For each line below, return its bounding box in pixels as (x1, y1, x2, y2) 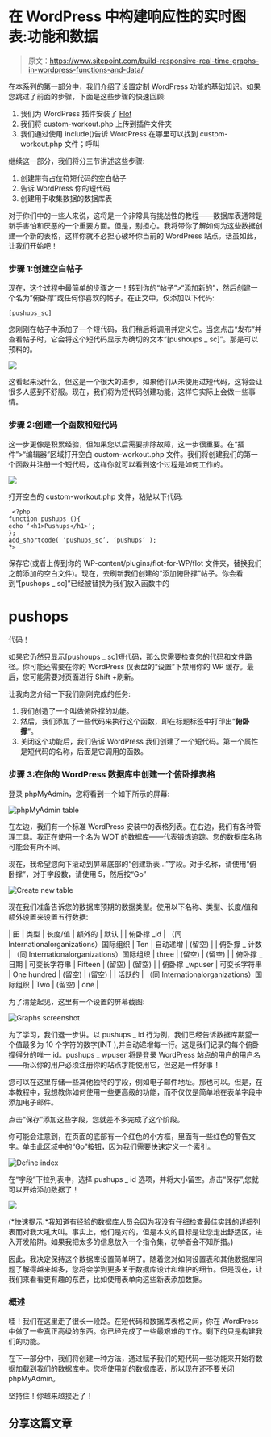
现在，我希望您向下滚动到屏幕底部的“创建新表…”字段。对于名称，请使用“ (8, 859, 250, 869)
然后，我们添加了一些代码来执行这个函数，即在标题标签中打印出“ (19, 716, 236, 727)
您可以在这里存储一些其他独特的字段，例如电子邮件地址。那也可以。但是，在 (8, 1077, 263, 1087)
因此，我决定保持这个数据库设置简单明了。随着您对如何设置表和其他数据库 (8, 1254, 256, 1263)
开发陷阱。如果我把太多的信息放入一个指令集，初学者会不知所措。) (15, 1237, 234, 1246)
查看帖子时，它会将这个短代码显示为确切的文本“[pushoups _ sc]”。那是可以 (8, 334, 259, 344)
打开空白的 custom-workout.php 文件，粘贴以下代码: (8, 492, 184, 501)
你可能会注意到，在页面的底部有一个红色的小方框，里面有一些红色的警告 (8, 1131, 248, 1141)
